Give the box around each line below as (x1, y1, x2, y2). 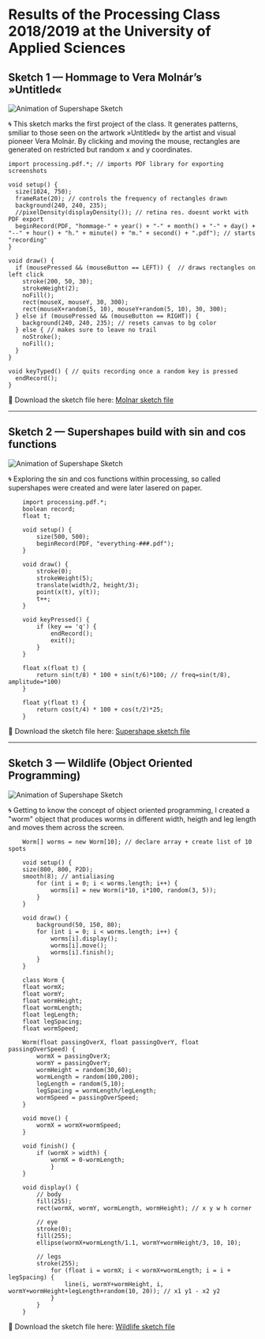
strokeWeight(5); (36, 574, 93, 582)
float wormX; (22, 983, 65, 991)
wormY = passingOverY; (36, 1059, 111, 1067)
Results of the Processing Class (8, 6, 221, 24)
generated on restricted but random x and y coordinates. (8, 145, 193, 154)
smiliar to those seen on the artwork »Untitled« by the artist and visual (8, 128, 237, 137)
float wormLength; (22, 1003, 83, 1012)
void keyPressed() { (22, 615, 90, 623)
